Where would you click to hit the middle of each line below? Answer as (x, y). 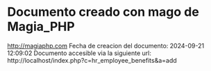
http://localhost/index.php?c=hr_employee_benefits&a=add (92, 60)
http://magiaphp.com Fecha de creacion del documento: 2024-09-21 (106, 45)
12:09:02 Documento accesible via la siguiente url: (79, 53)
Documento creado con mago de (103, 12)
